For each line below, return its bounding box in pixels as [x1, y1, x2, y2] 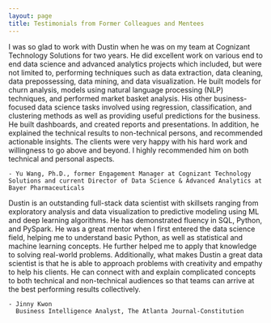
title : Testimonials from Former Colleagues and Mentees [8, 19, 205, 28]
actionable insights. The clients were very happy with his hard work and [8, 136, 248, 146]
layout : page [8, 11, 53, 20]
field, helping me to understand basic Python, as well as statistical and [8, 232, 243, 242]
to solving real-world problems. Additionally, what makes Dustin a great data [8, 249, 263, 260]
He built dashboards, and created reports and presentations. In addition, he [8, 119, 260, 129]
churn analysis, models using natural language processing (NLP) [8, 84, 224, 94]
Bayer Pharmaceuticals [8, 183, 85, 192]
